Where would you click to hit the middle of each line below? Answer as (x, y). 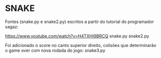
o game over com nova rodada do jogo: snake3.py (55, 50)
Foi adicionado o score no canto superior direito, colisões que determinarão (81, 45)
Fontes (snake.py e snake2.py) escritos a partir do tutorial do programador (80, 22)
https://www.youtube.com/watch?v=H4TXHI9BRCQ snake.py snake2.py (77, 36)
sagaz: (12, 26)
